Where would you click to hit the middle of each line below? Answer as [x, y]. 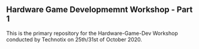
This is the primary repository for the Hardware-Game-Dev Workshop [92, 33]
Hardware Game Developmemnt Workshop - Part [99, 10]
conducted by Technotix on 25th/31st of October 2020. [74, 39]
